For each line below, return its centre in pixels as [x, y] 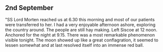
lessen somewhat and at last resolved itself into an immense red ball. [75, 45]
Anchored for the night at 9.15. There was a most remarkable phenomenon [80, 35]
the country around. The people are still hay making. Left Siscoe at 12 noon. [81, 30]
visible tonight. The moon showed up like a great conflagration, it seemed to [82, 40]
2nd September [29, 8]
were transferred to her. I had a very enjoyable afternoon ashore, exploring [80, 25]
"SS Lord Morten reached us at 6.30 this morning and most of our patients [80, 19]
